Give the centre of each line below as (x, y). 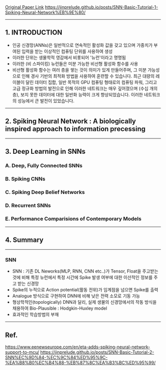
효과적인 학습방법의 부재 (36, 315)
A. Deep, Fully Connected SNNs (44, 165)
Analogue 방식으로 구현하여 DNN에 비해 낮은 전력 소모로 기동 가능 (76, 296)
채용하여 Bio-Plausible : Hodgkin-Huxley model (60, 308)
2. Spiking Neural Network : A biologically (71, 121)
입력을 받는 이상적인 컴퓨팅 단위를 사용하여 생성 (67, 51)
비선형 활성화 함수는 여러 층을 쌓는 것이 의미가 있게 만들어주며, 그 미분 (79, 70)
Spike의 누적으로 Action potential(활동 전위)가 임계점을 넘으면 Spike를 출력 (85, 290)
